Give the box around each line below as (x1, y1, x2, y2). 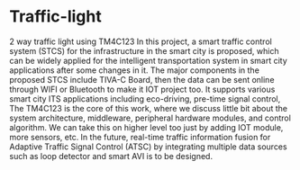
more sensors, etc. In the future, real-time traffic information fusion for (9, 131, 271, 142)
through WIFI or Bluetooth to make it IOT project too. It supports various (9, 84, 276, 94)
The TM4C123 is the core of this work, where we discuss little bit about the (9, 103, 288, 113)
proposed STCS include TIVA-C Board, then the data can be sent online (9, 74, 275, 85)
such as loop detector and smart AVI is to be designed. (9, 150, 214, 161)
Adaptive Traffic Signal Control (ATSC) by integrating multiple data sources (9, 141, 287, 152)
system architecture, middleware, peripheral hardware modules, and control (9, 112, 291, 123)
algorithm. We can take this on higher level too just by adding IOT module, (9, 121, 284, 132)
